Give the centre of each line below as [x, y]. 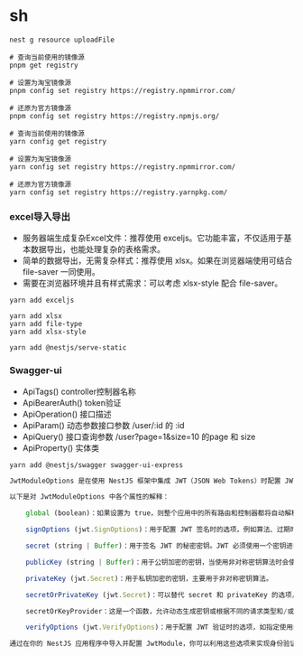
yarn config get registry [58, 141]
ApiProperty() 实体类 [60, 447]
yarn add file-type [46, 324]
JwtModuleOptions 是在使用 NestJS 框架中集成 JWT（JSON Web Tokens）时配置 [145, 481]
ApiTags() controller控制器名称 [79, 391]
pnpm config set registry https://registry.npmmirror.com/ [123, 90]
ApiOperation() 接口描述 [67, 414]
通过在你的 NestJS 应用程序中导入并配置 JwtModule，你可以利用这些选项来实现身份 [147, 644]
